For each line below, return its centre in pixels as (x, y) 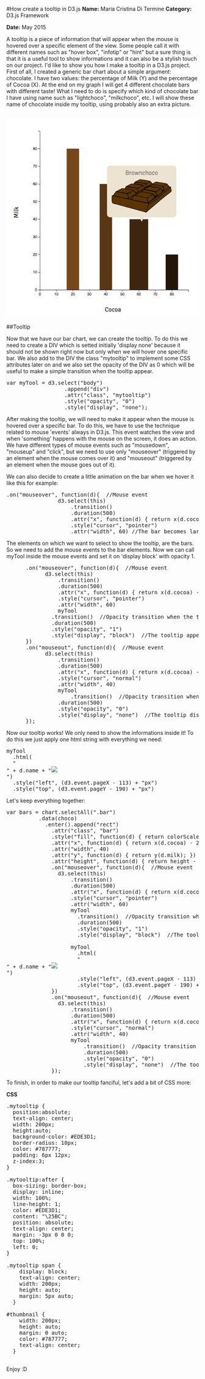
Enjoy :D (17, 1369)
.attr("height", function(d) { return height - (124, 861)
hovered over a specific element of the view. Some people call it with (93, 46)
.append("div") (87, 389)
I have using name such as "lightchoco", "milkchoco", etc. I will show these (100, 98)
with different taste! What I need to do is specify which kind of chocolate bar (103, 91)
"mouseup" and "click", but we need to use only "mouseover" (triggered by (101, 451)
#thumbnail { (26, 1314)
